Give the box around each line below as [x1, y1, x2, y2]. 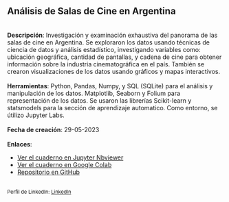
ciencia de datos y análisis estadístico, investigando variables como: [7, 45, 201, 53]
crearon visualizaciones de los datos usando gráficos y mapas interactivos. [7, 67, 221, 75]
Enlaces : [7, 140, 32, 148]
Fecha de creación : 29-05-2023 [7, 125, 100, 134]
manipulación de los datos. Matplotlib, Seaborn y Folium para [7, 89, 181, 97]
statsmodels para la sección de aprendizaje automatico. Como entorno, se [7, 103, 218, 112]
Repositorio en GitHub [17, 168, 80, 176]
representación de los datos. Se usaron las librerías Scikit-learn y [7, 96, 192, 105]
